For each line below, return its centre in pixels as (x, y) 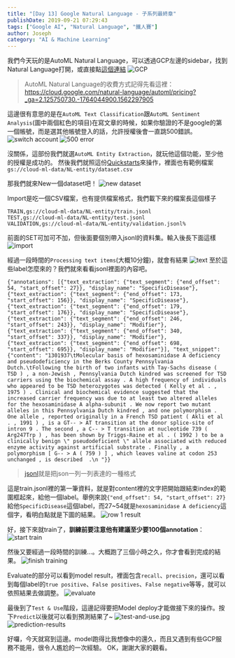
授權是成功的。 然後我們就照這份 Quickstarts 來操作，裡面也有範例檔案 (113, 162)
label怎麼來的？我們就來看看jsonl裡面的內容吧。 (82, 269)
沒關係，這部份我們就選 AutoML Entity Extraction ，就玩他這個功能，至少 (112, 154)
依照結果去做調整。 (35, 593)
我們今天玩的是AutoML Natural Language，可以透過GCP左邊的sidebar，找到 (117, 61)
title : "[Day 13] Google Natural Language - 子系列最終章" (92, 14)
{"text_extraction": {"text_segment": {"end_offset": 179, (95, 307)
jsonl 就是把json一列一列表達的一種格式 (80, 474)
